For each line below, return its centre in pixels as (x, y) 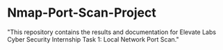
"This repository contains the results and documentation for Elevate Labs (112, 32)
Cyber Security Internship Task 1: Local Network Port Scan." (93, 39)
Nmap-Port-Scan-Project (82, 13)
